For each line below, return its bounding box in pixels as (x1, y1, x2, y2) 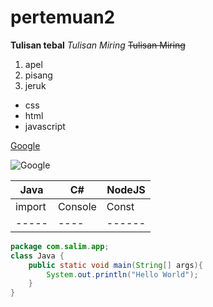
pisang (24, 69, 53, 81)
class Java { (10, 251, 65, 261)
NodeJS (106, 182, 146, 196)
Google (10, 139, 41, 151)
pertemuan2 (10, 6, 116, 29)
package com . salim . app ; (10, 241, 110, 251)
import (15, 199, 47, 213)
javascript (24, 120, 66, 132)
